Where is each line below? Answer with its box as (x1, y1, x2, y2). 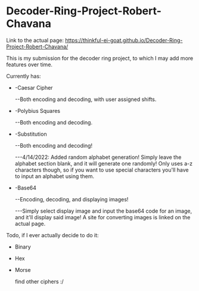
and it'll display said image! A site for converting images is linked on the (14, 213, 191, 220)
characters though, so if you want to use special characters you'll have (14, 166, 189, 173)
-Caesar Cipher (14, 84, 53, 91)
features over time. (6, 61, 52, 68)
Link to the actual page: (6, 36, 64, 44)
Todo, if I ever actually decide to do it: (6, 231, 99, 238)
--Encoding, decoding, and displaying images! (14, 195, 129, 203)
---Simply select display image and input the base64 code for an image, (14, 207, 192, 215)
